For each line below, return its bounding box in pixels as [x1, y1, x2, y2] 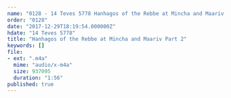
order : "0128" [7, 17, 48, 23]
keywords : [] [7, 42, 45, 49]
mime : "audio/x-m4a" [13, 61, 73, 68]
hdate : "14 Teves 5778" [7, 29, 76, 37]
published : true [7, 81, 54, 88]
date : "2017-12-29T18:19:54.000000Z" [7, 23, 116, 30]
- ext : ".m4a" [7, 55, 48, 62]
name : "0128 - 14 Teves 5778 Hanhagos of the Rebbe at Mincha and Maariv [7, 10, 225, 17]
